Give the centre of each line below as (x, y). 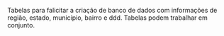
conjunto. (21, 25)
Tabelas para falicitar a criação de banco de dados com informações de (112, 10)
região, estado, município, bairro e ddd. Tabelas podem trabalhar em (107, 18)
